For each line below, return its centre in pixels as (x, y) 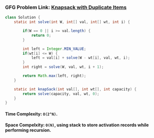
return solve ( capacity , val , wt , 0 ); (61, 94)
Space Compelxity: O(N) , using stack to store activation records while (77, 125)
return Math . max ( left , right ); (55, 76)
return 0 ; (41, 35)
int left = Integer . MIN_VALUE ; (55, 49)
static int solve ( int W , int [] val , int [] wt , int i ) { (72, 22)
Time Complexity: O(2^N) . (31, 114)
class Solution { (23, 18)
